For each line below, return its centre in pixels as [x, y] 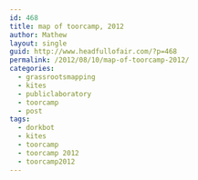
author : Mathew [38, 35]
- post [30, 111]
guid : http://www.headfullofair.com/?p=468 [94, 52]
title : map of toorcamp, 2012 [67, 26]
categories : [32, 69]
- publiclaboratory [55, 94]
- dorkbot [36, 128]
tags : [20, 119]
